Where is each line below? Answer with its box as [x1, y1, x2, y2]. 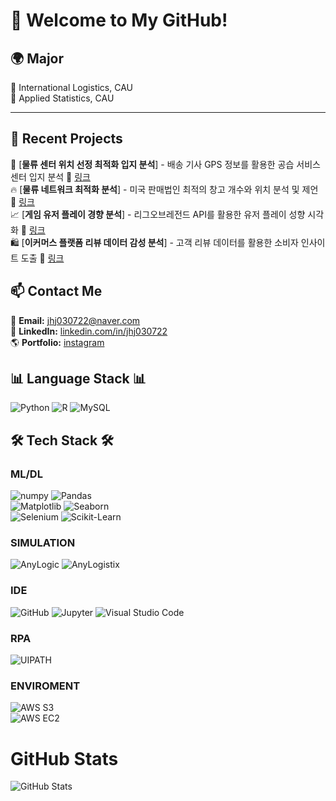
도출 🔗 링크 [20, 252, 65, 264]
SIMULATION [10, 536, 76, 550]
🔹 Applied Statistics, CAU [10, 92, 115, 104]
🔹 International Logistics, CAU [10, 82, 133, 93]
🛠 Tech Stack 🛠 [10, 432, 114, 449]
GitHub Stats [10, 747, 119, 770]
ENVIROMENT [10, 679, 81, 693]
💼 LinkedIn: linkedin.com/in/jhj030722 [10, 325, 168, 337]
